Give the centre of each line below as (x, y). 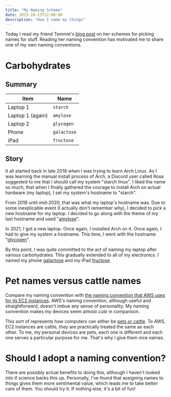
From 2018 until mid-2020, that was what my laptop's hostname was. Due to (86, 203)
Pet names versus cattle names (73, 281)
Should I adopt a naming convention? (86, 358)
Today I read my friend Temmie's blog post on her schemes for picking (80, 34)
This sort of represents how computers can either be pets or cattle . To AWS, (86, 321)
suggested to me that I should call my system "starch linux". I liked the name (86, 182)
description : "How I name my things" (45, 19)
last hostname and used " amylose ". (43, 219)
